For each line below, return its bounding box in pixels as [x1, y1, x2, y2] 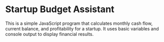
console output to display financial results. [5, 31, 94, 37]
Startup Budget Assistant [5, 4, 115, 15]
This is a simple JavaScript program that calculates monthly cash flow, [5, 20, 153, 26]
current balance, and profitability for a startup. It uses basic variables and [5, 25, 159, 31]
